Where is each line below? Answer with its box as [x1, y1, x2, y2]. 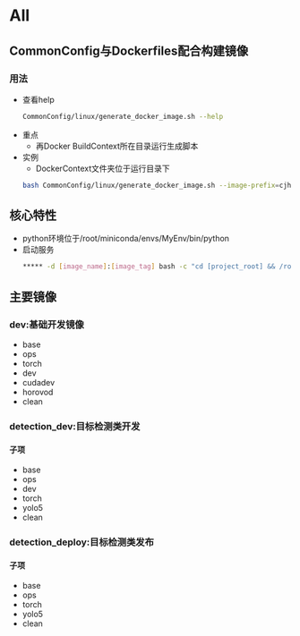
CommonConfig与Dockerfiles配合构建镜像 [9, 43, 249, 58]
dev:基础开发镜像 [9, 318, 85, 331]
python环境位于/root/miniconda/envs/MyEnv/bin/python [21, 233, 230, 244]
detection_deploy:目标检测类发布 [9, 536, 155, 548]
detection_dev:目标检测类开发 [9, 420, 141, 432]
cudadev [21, 377, 56, 387]
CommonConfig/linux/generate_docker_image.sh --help [21, 112, 224, 121]
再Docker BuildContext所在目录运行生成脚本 [35, 140, 199, 151]
